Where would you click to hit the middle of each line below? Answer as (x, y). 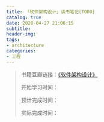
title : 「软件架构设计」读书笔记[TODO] (50, 12)
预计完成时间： (39, 100)
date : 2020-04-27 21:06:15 (40, 23)
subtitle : (19, 29)
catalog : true (24, 17)
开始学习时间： (39, 87)
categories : (21, 51)
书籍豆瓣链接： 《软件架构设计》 (59, 74)
